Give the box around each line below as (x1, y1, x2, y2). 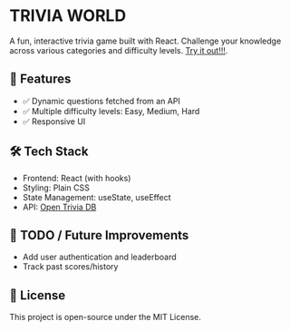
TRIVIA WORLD (9, 5, 127, 26)
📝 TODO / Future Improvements (9, 228, 189, 243)
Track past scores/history (22, 261, 119, 272)
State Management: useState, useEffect (22, 191, 171, 202)
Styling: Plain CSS (22, 182, 91, 193)
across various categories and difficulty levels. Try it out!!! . (9, 44, 228, 55)
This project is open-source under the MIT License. (9, 312, 202, 323)
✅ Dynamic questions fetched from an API (22, 95, 181, 106)
